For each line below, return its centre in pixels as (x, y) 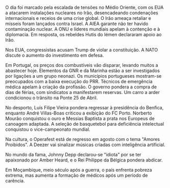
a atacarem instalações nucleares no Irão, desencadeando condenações (82, 13)
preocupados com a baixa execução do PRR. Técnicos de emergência (79, 81)
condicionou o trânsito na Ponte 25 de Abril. (52, 98)
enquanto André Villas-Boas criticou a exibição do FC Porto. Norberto (79, 113)
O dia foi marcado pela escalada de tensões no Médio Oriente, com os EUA (84, 7)
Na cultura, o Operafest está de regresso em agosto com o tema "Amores (82, 139)
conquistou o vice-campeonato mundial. (48, 129)
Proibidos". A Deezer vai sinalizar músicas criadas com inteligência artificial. (86, 145)
